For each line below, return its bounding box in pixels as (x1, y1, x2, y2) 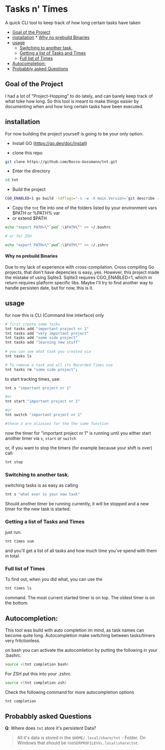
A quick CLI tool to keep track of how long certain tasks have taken (5, 20, 141, 26)
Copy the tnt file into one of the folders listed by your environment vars (12, 205, 157, 211)
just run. (5, 529, 22, 535)
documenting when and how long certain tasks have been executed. (5, 103, 144, 109)
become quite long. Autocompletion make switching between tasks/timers (5, 633, 156, 639)
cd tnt (5, 178, 19, 183)
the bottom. (5, 600, 28, 606)
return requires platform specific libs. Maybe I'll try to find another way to (5, 280, 153, 286)
